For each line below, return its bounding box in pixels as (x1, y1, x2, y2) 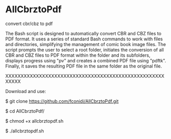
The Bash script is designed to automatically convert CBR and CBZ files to (5, 30, 162, 36)
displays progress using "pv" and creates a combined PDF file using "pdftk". (5, 57, 166, 63)
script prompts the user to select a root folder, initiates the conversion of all (5, 47, 164, 53)
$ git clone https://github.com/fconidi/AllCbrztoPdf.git (5, 98, 119, 104)
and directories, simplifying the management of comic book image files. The (5, 41, 166, 47)
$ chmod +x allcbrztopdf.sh (5, 118, 64, 124)
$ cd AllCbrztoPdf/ (5, 108, 45, 114)
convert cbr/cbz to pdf (5, 20, 53, 27)
